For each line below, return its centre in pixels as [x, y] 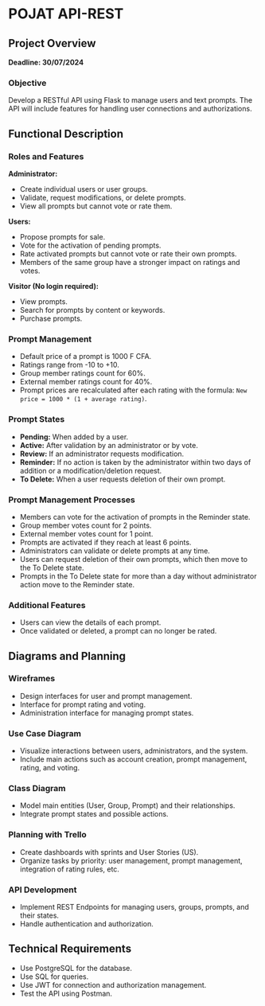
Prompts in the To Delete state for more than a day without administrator [138, 576]
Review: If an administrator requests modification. [102, 454]
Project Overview [52, 43]
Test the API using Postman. [66, 993]
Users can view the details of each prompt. [90, 622]
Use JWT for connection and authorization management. [113, 985]
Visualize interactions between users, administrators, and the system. [134, 751]
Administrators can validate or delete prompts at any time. [115, 551]
